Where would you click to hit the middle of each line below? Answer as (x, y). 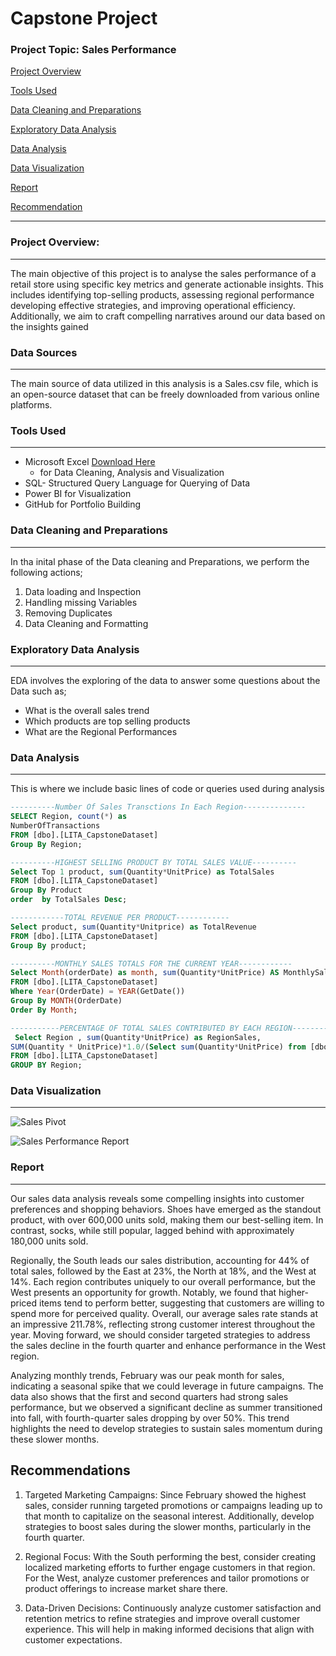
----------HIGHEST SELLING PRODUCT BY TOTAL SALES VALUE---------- (154, 862)
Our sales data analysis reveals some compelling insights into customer (157, 1198)
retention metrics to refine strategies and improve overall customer (162, 1618)
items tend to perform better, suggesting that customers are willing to (182, 1303)
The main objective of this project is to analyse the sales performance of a (163, 273)
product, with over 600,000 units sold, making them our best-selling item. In (167, 1219)
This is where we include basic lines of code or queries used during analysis (167, 789)
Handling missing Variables (81, 602)
